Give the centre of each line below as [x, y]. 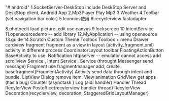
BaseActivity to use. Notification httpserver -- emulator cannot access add [83, 56]
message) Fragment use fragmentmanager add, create [63, 66]
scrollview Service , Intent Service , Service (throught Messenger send [79, 61]
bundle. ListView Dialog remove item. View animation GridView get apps [81, 77]
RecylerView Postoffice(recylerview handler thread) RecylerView [73, 88]
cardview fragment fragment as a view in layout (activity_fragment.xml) [80, 45]
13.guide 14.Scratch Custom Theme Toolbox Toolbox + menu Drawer [77, 39]
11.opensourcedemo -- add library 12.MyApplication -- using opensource [81, 34]
